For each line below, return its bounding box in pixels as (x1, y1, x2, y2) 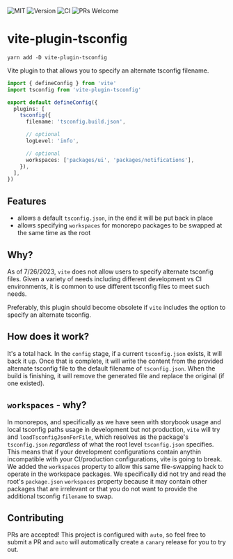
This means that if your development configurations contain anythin (7, 447, 202, 456)
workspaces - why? (7, 399, 87, 411)
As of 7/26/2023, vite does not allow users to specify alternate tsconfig (7, 267, 214, 276)
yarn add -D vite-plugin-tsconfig (7, 54, 108, 61)
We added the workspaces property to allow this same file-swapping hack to (7, 462, 224, 470)
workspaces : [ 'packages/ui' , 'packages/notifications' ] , (25, 156, 195, 163)
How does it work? (7, 331, 90, 343)
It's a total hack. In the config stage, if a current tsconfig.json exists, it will (7, 349, 223, 357)
